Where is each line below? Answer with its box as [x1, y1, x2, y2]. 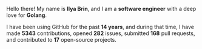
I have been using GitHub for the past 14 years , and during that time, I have [6, 24, 194, 30]
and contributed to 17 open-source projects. [6, 36, 117, 43]
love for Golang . [6, 11, 47, 19]
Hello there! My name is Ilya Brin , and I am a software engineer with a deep [6, 5, 197, 12]
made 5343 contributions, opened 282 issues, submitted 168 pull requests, [6, 30, 195, 37]
